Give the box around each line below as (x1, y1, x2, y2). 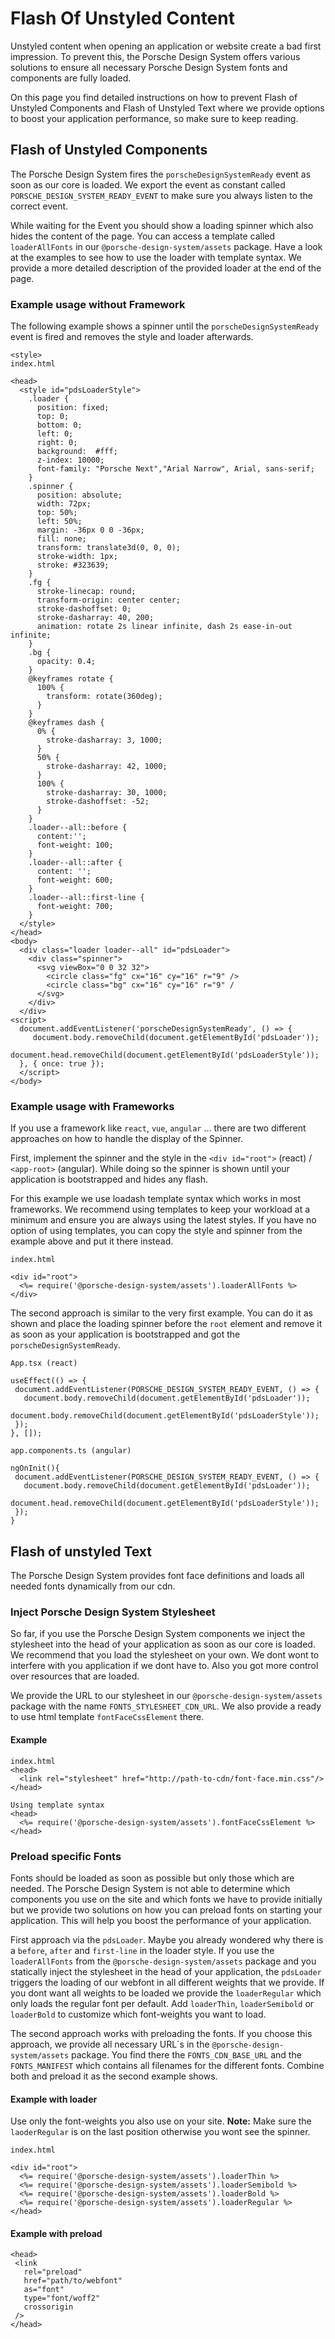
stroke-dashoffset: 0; (36, 604, 132, 614)
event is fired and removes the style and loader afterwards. (10, 331, 254, 343)
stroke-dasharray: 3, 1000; (46, 735, 163, 746)
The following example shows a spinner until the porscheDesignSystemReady (10, 320, 320, 332)
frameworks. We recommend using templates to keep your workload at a (10, 1203, 311, 1216)
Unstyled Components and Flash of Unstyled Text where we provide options (10, 102, 325, 114)
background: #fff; (36, 447, 118, 457)
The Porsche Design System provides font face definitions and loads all (10, 1570, 305, 1582)
